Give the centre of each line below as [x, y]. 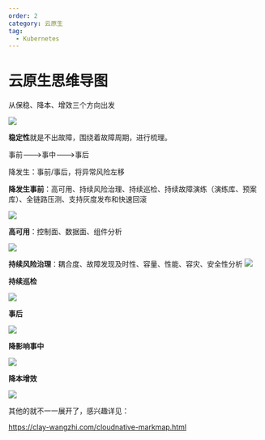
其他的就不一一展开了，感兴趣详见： [69, 411]
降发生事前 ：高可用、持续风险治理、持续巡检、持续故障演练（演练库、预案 [132, 189]
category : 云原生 [36, 23]
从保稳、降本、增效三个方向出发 [62, 105]
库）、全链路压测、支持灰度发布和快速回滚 [78, 199]
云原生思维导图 [58, 81]
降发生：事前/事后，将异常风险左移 [67, 172]
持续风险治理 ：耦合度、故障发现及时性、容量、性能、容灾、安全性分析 [126, 264]
